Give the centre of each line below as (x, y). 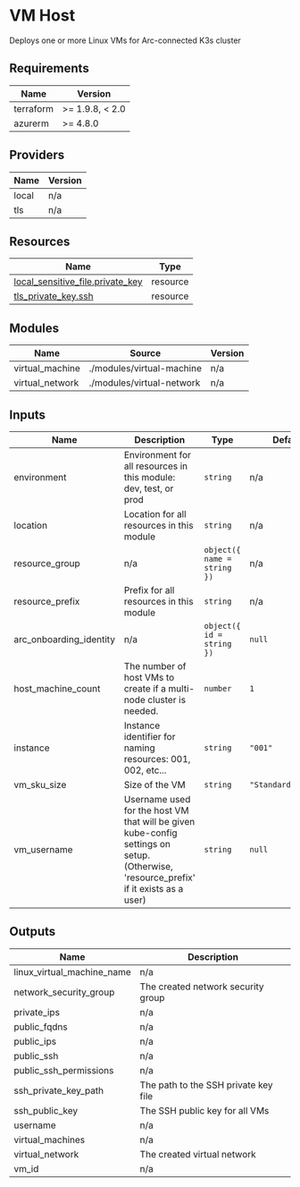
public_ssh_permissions (64, 1070)
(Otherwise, (149, 866)
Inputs (28, 415)
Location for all (155, 514)
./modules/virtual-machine (146, 369)
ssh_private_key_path (59, 1090)
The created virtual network (198, 1154)
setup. (137, 855)
